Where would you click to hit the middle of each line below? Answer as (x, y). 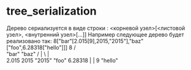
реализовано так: (29, 41)
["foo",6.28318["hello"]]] (37, 47)
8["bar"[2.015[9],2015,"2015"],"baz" (98, 41)
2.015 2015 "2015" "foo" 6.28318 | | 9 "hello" (62, 60)
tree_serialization (51, 11)
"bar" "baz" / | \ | (28, 54)
